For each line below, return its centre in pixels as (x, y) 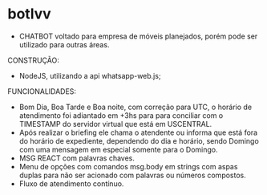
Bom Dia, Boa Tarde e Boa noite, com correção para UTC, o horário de (136, 107)
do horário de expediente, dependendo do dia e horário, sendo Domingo (139, 140)
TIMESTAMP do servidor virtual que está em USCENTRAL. (115, 124)
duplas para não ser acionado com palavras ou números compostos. (132, 175)
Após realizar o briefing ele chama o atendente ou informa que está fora (138, 132)
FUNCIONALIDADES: (42, 91)
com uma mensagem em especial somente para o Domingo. (118, 149)
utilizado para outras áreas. (64, 44)
